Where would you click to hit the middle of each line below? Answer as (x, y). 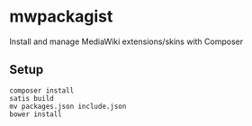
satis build (31, 98)
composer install (42, 90)
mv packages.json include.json (68, 106)
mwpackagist (61, 17)
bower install (36, 114)
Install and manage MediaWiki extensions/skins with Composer (126, 41)
